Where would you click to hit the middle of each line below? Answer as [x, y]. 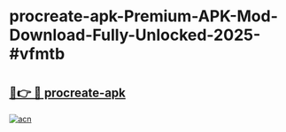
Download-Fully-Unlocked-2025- [135, 35]
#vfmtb [37, 54]
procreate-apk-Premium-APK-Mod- [144, 16]
